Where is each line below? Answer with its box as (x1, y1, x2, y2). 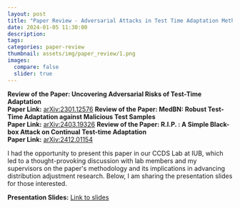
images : (7, 57, 31, 64)
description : (7, 30, 46, 38)
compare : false (14, 63, 59, 71)
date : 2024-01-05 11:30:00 (7, 24, 88, 31)
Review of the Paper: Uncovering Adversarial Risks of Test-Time (7, 90, 202, 98)
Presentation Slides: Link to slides (7, 193, 109, 202)
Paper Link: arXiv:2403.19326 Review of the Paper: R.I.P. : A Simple (7, 120, 209, 128)
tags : (7, 37, 24, 44)
